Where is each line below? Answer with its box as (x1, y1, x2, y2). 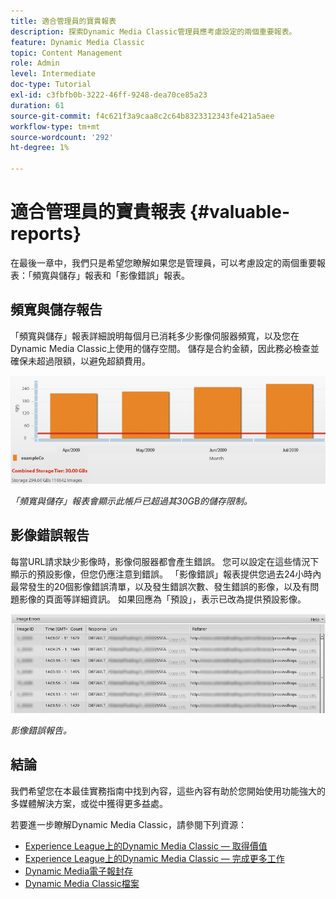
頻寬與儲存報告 (10, 301, 103, 319)
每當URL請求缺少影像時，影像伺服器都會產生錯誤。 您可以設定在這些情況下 (10, 555, 320, 567)
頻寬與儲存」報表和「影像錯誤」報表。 (31, 269, 190, 281)
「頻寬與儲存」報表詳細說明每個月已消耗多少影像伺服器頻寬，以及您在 (10, 330, 300, 342)
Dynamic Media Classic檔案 (24, 877, 140, 889)
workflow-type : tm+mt (10, 121, 101, 132)
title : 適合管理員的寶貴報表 (10, 16, 117, 26)
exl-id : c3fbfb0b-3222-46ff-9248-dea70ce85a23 (10, 90, 208, 100)
